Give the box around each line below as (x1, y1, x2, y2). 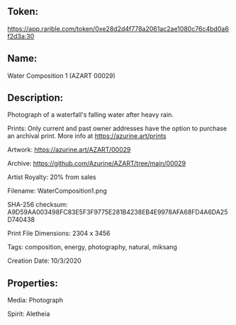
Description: (7, 92, 64, 104)
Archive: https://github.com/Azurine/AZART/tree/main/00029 (7, 159, 186, 168)
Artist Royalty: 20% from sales (7, 173, 96, 181)
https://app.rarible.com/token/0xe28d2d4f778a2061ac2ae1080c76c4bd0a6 (7, 24, 229, 33)
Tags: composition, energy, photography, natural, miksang (7, 243, 177, 251)
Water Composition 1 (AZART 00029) (7, 71, 116, 80)
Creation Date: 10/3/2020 (7, 256, 82, 265)
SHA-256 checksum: (7, 200, 69, 209)
